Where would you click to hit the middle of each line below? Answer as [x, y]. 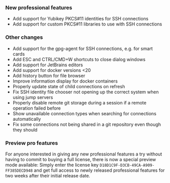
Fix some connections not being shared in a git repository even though [87, 124]
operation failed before [37, 108]
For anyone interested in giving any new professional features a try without [84, 154]
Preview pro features [32, 143]
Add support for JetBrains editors [48, 65]
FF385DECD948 [19, 171]
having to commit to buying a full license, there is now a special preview [81, 159]
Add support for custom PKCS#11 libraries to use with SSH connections [87, 24]
